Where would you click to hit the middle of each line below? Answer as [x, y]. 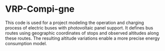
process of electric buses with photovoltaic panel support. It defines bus [79, 27]
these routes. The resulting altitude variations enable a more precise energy [82, 38]
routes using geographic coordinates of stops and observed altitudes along [82, 33]
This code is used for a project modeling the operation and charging [75, 23]
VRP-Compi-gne [40, 9]
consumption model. [26, 43]
